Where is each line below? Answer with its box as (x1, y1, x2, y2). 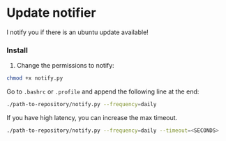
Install (6, 45, 29, 55)
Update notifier (6, 5, 96, 21)
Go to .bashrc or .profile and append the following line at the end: (6, 87, 199, 96)
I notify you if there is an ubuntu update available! (6, 28, 149, 36)
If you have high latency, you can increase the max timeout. (6, 113, 178, 121)
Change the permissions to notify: (16, 61, 114, 70)
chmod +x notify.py (6, 75, 63, 82)
